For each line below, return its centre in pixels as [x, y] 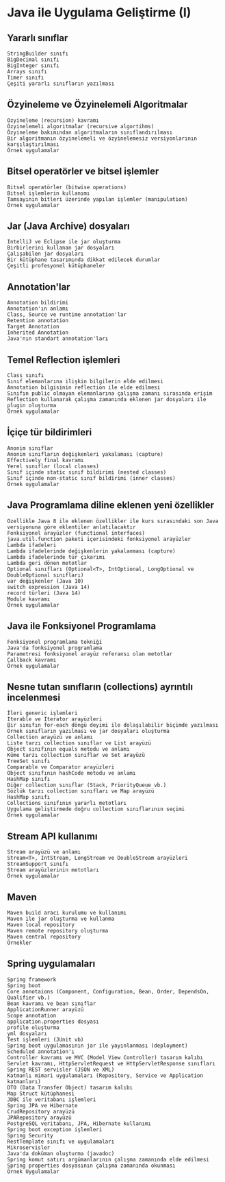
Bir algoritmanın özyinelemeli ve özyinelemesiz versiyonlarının [102, 138]
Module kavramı [29, 599]
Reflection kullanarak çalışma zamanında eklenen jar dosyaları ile [107, 400]
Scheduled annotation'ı [41, 1051]
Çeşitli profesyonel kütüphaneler [56, 266]
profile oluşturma [33, 1027]
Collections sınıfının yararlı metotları [67, 804]
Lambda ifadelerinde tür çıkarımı [56, 557]
